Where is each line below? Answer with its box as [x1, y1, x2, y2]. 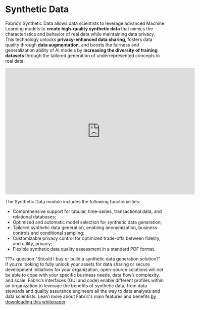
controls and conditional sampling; [12, 230, 85, 236]
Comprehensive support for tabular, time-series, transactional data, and [12, 208, 162, 214]
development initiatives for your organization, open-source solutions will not [5, 267, 164, 273]
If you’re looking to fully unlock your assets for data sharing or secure [5, 261, 150, 267]
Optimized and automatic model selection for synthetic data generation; [12, 219, 162, 225]
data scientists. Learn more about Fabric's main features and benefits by [5, 293, 157, 299]
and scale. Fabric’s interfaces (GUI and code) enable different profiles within [5, 277, 164, 283]
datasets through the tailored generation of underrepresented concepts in [5, 52, 160, 59]
